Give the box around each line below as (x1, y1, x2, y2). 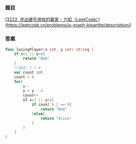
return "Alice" (40, 116, 72, 121)
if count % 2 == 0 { (31, 102, 72, 107)
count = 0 (14, 74, 35, 80)
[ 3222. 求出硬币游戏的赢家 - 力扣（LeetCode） (5, 16, 98, 23)
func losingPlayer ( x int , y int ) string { (5, 47, 94, 52)
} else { (31, 111, 45, 116)
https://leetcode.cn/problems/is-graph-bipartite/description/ (6, 22, 130, 28)
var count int (14, 70, 43, 75)
